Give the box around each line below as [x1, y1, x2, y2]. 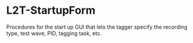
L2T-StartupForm [6, 4, 96, 17]
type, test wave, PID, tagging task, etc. [6, 29, 102, 36]
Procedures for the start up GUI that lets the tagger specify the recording [6, 23, 188, 30]
